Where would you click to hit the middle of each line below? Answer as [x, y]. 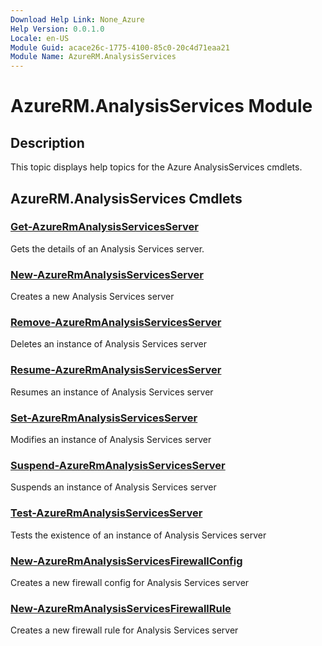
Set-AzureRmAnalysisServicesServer [104, 418]
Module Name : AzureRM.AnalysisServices [93, 57]
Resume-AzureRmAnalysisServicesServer [116, 370]
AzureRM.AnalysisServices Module [161, 106]
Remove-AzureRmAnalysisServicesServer [116, 323]
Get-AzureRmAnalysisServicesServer [104, 227]
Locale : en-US [40, 38]
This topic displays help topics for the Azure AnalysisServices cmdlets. [156, 167]
